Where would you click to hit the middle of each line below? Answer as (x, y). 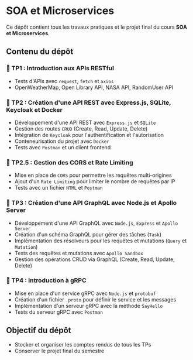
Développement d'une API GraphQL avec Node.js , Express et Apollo (96, 223)
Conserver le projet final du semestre (59, 351)
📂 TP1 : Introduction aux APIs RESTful (60, 68)
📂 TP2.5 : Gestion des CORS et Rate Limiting (70, 162)
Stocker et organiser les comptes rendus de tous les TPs (83, 344)
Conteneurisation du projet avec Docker (62, 141)
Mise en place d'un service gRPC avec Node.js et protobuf (85, 293)
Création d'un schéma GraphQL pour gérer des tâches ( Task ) (88, 234)
